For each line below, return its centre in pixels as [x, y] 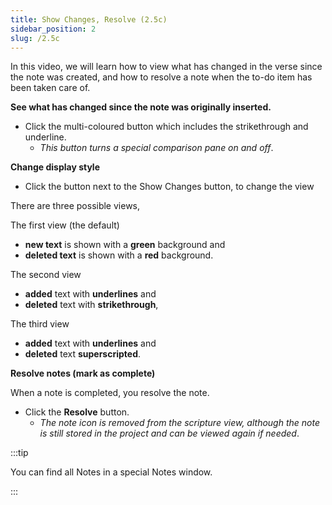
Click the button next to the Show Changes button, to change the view [169, 187]
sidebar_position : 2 [53, 29]
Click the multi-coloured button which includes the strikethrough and [166, 127]
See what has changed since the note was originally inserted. [141, 107]
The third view [40, 324]
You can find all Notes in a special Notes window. [111, 472]
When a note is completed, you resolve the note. [110, 393]
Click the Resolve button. [77, 412]
